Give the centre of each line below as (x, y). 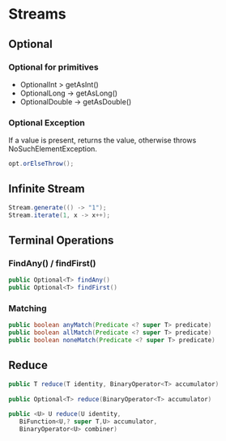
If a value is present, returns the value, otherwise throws (102, 140)
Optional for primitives (53, 67)
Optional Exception (47, 122)
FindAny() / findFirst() (52, 263)
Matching (28, 308)
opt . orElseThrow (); (41, 164)
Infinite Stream (47, 189)
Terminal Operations (61, 240)
